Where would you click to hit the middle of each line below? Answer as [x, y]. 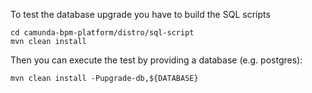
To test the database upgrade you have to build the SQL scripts [140, 14]
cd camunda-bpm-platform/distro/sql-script [102, 33]
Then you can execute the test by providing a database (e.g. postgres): [156, 60]
